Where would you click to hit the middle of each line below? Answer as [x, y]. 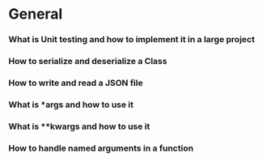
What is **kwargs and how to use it [79, 126]
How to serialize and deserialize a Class [88, 62]
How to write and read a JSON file [76, 83]
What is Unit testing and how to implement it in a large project [131, 40]
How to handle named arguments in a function [101, 148]
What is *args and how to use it [71, 104]
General [36, 14]
